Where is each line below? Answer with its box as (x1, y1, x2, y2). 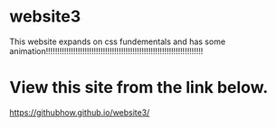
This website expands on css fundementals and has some (9, 36, 226, 47)
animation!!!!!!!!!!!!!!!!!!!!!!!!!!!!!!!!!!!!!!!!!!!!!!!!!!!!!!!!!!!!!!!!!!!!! (9, 45, 204, 56)
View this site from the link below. (9, 77, 269, 98)
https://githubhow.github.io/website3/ (9, 106, 150, 118)
